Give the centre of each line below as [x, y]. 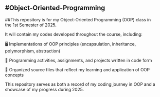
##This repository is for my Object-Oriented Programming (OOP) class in [78, 19]
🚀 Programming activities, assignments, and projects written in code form [79, 60]
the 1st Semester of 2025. [31, 25]
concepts [15, 75]
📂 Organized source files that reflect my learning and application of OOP [77, 69]
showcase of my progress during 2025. [44, 89]
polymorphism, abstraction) [33, 51]
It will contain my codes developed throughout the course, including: [74, 34]
